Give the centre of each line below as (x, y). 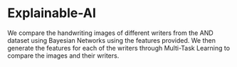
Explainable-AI (52, 13)
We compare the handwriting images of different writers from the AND (110, 33)
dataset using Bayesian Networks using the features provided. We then (111, 40)
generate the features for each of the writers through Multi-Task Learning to (118, 48)
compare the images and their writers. (63, 56)
